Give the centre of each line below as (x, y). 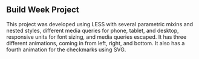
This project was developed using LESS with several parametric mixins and (100, 24)
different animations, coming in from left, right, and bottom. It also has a (96, 43)
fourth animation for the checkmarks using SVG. (66, 49)
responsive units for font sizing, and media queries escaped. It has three (96, 37)
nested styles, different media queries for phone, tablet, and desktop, (93, 30)
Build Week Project (43, 10)
